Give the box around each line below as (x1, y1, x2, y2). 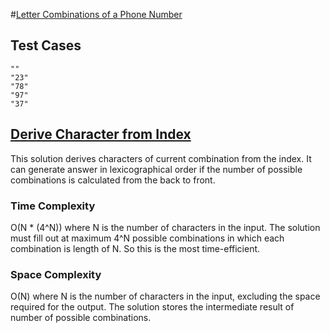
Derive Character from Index (10, 126, 192, 143)
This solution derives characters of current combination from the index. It (10, 152, 312, 164)
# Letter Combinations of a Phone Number (10, 9, 183, 20)
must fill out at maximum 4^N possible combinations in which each (10, 232, 285, 244)
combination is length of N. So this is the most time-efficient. (10, 242, 261, 254)
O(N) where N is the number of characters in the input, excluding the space (10, 290, 321, 303)
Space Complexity (10, 267, 102, 281)
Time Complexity (10, 199, 96, 213)
